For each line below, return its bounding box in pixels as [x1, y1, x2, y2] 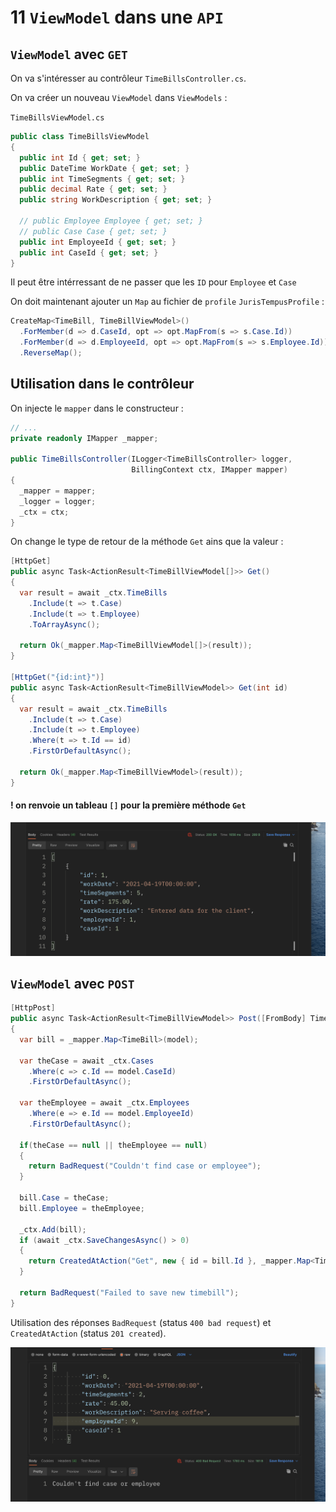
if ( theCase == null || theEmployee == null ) [19, 1140, 208, 1150]
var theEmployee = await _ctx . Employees [19, 1098, 190, 1108]
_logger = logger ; [19, 496, 97, 506]
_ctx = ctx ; [19, 507, 70, 517]
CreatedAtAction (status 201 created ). [10, 1327, 167, 1339]
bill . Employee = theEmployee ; [19, 1203, 145, 1213]
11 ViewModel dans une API [10, 6, 225, 29]
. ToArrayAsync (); [28, 619, 101, 630]
